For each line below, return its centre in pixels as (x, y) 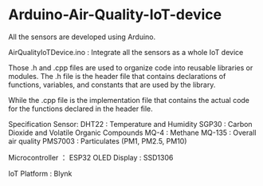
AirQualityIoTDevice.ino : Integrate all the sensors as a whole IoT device (126, 52)
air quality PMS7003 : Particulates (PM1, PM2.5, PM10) (98, 140)
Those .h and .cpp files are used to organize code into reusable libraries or (131, 67)
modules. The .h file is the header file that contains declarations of (117, 76)
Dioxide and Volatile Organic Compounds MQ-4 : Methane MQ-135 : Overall (132, 133)
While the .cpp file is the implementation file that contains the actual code (129, 100)
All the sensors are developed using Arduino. (82, 37)
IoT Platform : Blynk (40, 173)
